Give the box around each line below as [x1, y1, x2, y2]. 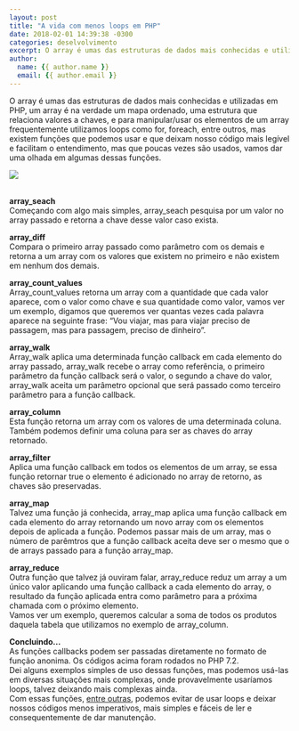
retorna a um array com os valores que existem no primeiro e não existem [9, 250, 280, 261]
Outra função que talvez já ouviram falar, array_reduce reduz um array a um [9, 572, 287, 582]
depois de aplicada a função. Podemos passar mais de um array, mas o [9, 526, 271, 537]
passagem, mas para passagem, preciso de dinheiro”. [9, 324, 206, 335]
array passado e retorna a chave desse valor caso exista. [9, 215, 220, 225]
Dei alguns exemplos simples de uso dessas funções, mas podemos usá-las [9, 664, 289, 675]
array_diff [9, 231, 46, 242]
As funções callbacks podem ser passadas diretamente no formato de [9, 646, 267, 656]
